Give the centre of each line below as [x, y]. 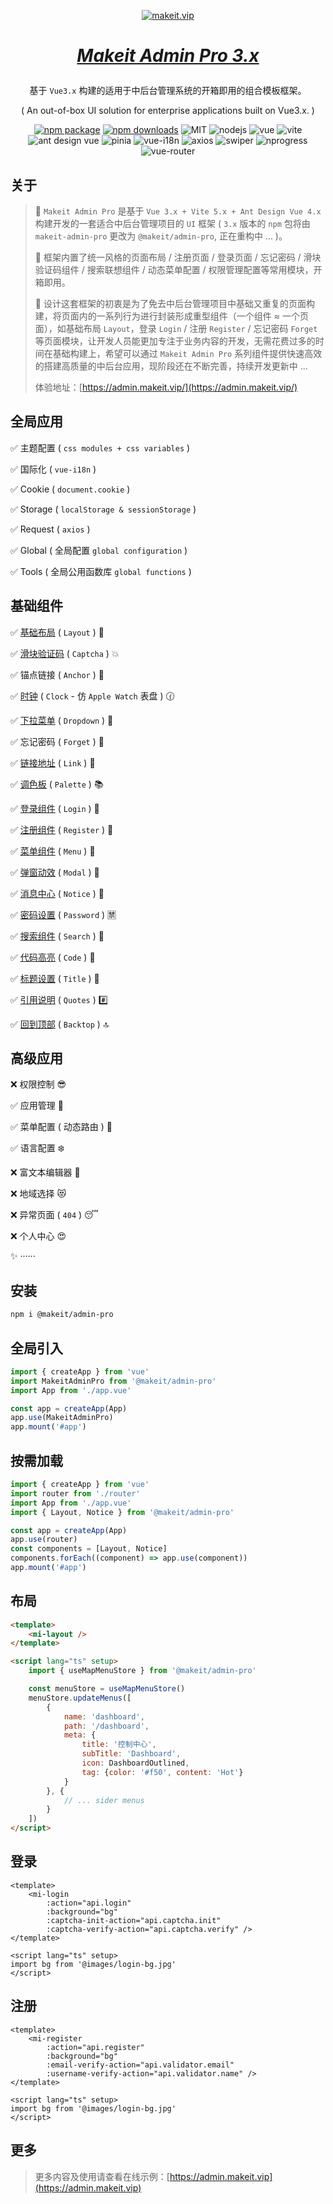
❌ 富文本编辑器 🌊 [45, 1172]
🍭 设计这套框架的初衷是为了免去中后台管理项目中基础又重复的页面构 [174, 303]
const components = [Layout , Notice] [89, 1549]
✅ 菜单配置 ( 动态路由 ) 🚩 [61, 1127]
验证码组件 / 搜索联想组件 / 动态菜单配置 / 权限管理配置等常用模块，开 [178, 269]
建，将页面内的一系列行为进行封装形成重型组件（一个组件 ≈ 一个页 [171, 316]
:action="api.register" [95, 2047]
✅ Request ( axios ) [50, 529]
